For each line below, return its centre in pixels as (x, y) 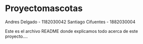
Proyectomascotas (44, 8)
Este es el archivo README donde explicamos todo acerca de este (71, 31)
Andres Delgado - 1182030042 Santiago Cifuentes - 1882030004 (70, 22)
